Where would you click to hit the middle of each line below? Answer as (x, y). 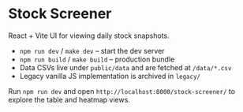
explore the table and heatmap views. (69, 99)
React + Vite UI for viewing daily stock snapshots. (89, 35)
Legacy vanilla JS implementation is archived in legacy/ (110, 76)
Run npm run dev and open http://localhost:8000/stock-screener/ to (121, 91)
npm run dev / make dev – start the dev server (92, 50)
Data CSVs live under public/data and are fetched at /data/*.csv (125, 67)
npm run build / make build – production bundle (97, 59)
